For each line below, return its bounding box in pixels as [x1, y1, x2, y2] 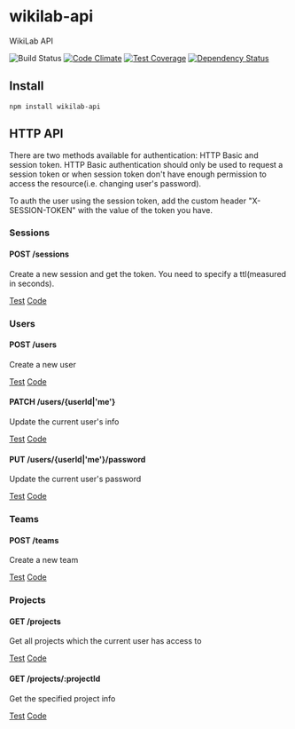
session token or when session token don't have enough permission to [9, 169, 268, 179]
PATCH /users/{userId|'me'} [9, 397, 116, 408]
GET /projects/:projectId [9, 673, 101, 685]
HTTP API [9, 126, 64, 141]
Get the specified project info [9, 693, 116, 703]
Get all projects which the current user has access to [9, 636, 202, 646]
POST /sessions [9, 249, 69, 259]
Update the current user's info [9, 416, 120, 427]
